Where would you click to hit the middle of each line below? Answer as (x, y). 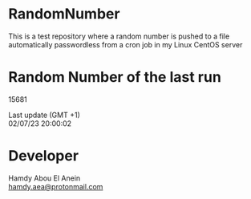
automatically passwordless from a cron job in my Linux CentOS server (125, 44)
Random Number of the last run (115, 77)
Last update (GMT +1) (44, 115)
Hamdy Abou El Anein (45, 178)
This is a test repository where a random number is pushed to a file (119, 36)
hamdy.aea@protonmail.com (56, 186)
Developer (43, 156)
